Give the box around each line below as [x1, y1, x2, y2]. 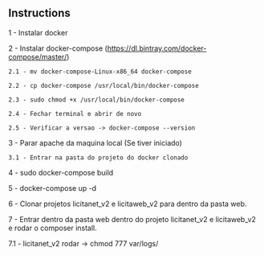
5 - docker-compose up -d [8, 183, 97, 192]
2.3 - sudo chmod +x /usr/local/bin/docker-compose [8, 96, 185, 104]
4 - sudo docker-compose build [8, 167, 114, 177]
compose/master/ [8, 52, 67, 61]
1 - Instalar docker [8, 27, 68, 37]
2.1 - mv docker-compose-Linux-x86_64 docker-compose [8, 68, 193, 76]
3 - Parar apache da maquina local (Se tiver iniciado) [8, 138, 183, 147]
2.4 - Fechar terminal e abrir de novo [8, 109, 142, 118]
